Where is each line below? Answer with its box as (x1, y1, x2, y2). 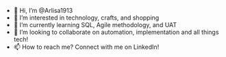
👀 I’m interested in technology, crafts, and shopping (13, 14, 160, 22)
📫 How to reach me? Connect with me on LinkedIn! (13, 43, 160, 51)
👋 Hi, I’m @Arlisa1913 (13, 7, 73, 14)
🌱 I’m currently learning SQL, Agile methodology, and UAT (13, 21, 177, 28)
